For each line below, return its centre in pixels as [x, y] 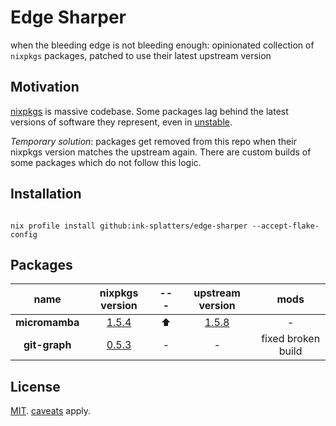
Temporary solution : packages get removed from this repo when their [153, 141]
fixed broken [291, 339]
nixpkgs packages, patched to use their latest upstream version [141, 55]
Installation [46, 194]
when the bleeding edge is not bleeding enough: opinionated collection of [162, 45]
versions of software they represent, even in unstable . [121, 122]
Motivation [45, 87]
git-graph [47, 345]
